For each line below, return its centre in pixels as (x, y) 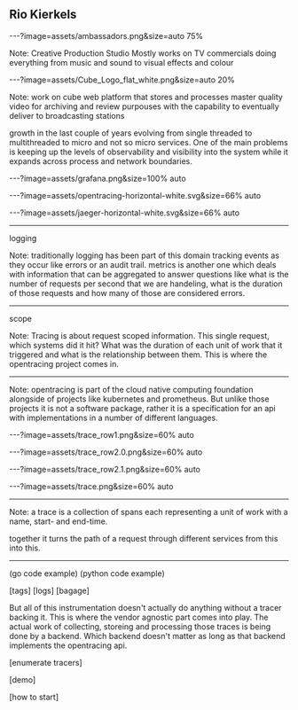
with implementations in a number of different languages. (114, 417)
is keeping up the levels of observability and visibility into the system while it (149, 152)
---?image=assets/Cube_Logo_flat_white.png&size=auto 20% (122, 80)
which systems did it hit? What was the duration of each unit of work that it (146, 345)
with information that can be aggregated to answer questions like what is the (149, 274)
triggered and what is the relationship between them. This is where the (138, 355)
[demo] (23, 679)
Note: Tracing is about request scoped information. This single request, (139, 335)
